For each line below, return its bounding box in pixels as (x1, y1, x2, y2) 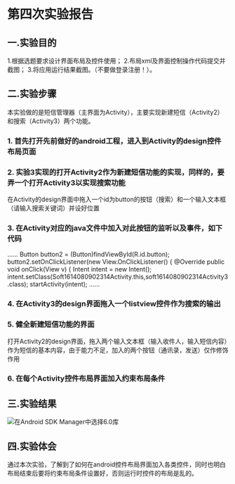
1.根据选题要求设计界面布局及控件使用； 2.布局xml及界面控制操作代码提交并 (7, 57, 226, 65)
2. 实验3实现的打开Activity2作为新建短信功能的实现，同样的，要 (7, 167, 224, 177)
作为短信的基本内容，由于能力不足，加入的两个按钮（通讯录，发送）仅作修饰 (7, 345, 229, 354)
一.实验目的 (7, 37, 58, 49)
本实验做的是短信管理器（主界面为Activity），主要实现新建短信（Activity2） (7, 108, 224, 116)
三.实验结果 (7, 397, 58, 409)
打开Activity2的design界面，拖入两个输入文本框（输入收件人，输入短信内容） (7, 337, 228, 345)
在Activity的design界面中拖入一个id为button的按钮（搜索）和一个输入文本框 (7, 195, 227, 204)
